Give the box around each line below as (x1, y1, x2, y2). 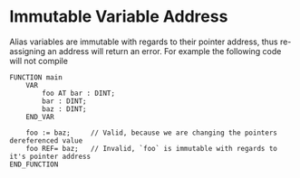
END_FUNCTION (9, 160, 59, 169)
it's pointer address (9, 152, 92, 161)
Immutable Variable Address (9, 6, 228, 27)
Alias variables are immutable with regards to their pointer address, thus (9, 36, 278, 47)
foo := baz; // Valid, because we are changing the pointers (25, 128, 278, 137)
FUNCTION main (9, 72, 63, 82)
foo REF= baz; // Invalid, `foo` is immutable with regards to (25, 144, 278, 153)
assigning (9, 45, 46, 56)
